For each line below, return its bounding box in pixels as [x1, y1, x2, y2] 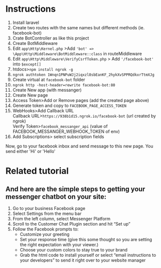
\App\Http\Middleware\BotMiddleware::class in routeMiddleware [12, 50, 143, 57]
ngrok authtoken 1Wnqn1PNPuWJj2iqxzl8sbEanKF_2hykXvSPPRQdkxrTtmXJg [12, 72, 155, 77]
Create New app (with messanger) [12, 87, 82, 93]
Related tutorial [5, 165, 69, 177]
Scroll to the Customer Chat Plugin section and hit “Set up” [12, 221, 131, 227]
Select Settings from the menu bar [12, 210, 82, 216]
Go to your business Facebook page [12, 205, 86, 211]
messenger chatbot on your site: [5, 192, 107, 201]
